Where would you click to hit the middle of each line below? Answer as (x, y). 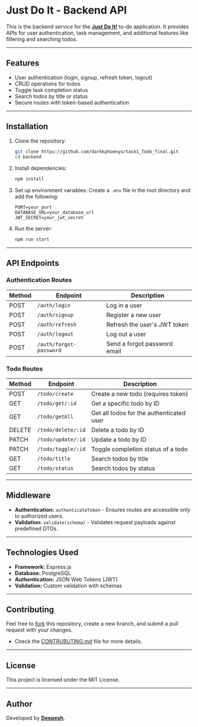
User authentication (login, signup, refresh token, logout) (84, 77)
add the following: (37, 197)
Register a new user (133, 315)
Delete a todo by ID (118, 430)
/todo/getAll (55, 417)
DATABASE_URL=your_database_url (54, 213)
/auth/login (54, 305)
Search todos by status (123, 468)
